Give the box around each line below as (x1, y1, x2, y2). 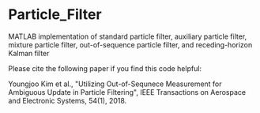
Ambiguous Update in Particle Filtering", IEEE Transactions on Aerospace (8, 87, 247, 96)
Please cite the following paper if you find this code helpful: (8, 63, 202, 73)
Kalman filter (8, 48, 50, 58)
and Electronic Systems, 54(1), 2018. (8, 96, 127, 105)
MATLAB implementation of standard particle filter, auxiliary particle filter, (8, 32, 247, 41)
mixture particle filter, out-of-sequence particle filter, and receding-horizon (8, 40, 253, 49)
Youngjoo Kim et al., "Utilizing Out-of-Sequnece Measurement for (8, 79, 223, 89)
